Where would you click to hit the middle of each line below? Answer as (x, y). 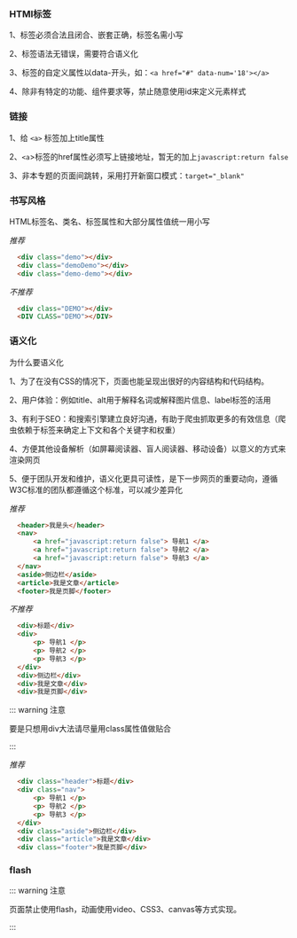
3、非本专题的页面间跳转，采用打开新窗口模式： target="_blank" (127, 176)
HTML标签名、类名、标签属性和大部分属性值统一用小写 (110, 221)
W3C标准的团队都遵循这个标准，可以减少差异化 (96, 489)
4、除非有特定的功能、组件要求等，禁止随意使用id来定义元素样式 (128, 91)
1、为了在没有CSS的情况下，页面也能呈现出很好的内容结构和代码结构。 (139, 381)
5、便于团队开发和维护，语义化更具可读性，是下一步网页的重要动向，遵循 (144, 478)
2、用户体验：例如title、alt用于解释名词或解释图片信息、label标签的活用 (141, 400)
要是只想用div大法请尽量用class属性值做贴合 (90, 729)
